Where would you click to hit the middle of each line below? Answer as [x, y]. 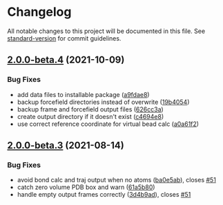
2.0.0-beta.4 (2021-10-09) [66, 60]
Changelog [39, 12]
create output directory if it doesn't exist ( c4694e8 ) [90, 116]
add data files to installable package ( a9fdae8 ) [83, 94]
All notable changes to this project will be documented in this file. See [106, 31]
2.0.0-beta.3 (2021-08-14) [66, 145]
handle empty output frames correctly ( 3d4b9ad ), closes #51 [104, 195]
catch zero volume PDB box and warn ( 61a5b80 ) [86, 187]
